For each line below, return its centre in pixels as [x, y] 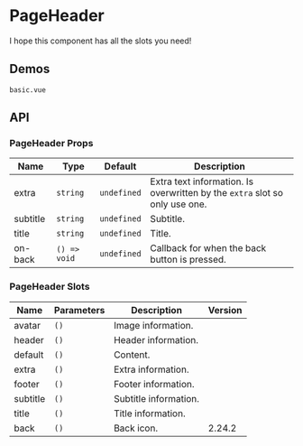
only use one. [179, 204]
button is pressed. [188, 260]
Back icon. [136, 428]
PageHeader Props [51, 144]
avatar [27, 325]
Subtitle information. [157, 398]
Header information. [156, 339]
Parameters [79, 310]
